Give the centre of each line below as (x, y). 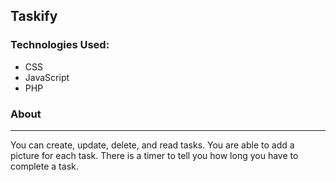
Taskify (34, 16)
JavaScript (47, 77)
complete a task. (44, 166)
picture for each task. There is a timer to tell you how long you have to (154, 155)
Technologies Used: (60, 45)
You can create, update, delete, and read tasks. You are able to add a (152, 145)
